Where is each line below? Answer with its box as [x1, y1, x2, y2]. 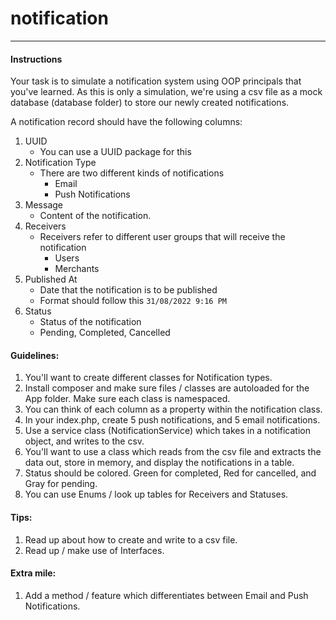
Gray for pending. [24, 478, 98, 490]
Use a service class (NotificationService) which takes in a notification [24, 425, 311, 437]
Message [24, 199, 63, 211]
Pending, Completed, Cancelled [39, 327, 171, 339]
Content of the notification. [39, 210, 152, 222]
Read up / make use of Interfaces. [24, 544, 165, 556]
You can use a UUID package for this [39, 146, 192, 158]
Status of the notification [39, 316, 142, 328]
